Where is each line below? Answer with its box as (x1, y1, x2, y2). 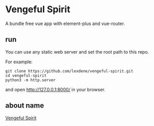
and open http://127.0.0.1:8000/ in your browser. (5, 86, 106, 92)
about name (5, 101, 44, 110)
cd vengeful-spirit (5, 73, 47, 78)
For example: (5, 59, 33, 65)
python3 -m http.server (5, 78, 56, 83)
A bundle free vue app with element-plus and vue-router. (5, 20, 125, 27)
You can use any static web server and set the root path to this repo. (5, 48, 149, 55)
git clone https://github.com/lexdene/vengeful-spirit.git (5, 68, 134, 73)
